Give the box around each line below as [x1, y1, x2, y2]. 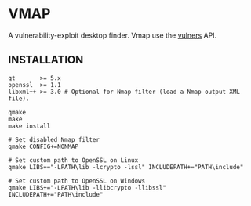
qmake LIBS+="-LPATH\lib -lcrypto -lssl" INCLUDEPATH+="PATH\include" [8, 163, 244, 171]
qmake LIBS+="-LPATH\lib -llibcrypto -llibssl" [8, 183, 167, 192]
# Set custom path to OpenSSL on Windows [8, 177, 146, 185]
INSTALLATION [8, 53, 84, 67]
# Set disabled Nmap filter [8, 136, 100, 143]
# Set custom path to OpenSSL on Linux [8, 156, 139, 164]
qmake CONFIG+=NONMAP [8, 143, 79, 150]
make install [8, 122, 51, 130]
